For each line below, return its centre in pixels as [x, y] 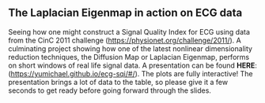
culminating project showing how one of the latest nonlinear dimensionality [131, 48]
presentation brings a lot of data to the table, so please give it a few [118, 82]
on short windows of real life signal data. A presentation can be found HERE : [132, 65]
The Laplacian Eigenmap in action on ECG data [125, 13]
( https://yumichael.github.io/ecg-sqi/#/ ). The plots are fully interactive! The [131, 73]
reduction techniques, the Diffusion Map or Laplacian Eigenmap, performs [129, 57]
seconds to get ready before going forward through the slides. [110, 90]
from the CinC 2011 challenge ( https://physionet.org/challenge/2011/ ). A [125, 40]
